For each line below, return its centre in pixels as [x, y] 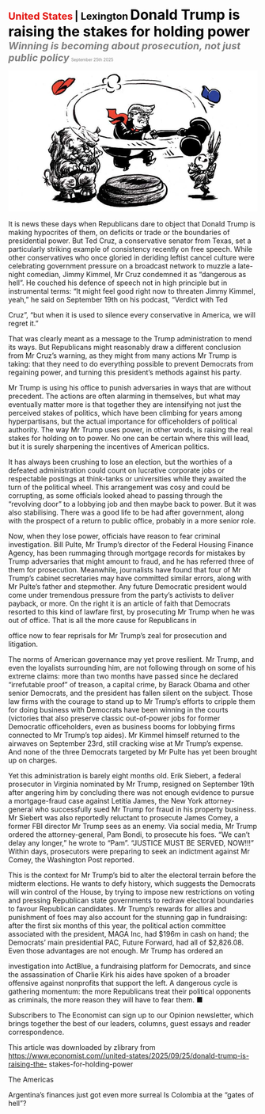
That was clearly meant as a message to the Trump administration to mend [130, 338]
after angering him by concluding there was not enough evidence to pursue [131, 792]
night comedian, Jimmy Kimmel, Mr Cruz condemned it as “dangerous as [127, 274]
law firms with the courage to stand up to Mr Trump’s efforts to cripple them [132, 701]
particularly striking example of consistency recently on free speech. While [131, 249]
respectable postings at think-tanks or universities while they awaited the [127, 478]
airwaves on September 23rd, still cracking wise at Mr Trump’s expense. [126, 743]
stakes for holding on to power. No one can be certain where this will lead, [129, 438]
